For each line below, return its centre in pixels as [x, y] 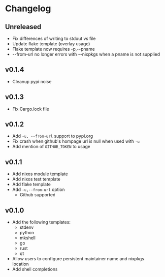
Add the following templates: [41, 222]
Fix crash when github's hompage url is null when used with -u [76, 141]
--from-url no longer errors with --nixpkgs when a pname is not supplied [86, 54]
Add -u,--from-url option [38, 189]
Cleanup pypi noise [32, 81]
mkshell [28, 238]
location [20, 264]
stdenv [27, 227]
